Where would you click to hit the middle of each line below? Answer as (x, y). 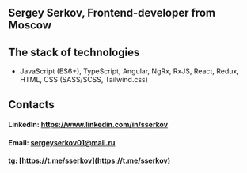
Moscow (30, 26)
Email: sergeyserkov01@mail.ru (62, 142)
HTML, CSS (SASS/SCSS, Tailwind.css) (84, 80)
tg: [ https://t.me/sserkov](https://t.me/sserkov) (89, 160)
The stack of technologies (74, 52)
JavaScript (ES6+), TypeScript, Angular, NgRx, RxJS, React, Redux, (129, 71)
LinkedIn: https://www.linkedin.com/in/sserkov (88, 125)
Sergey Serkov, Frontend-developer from (112, 13)
